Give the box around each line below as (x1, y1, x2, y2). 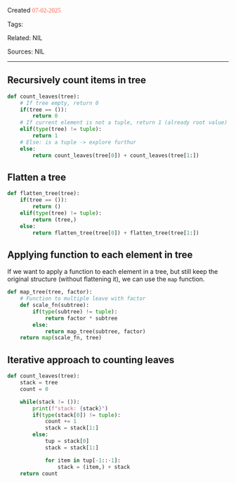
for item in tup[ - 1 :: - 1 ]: (44, 457, 121, 464)
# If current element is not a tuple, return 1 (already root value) (20, 119, 228, 126)
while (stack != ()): (20, 398, 80, 406)
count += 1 (44, 418, 77, 425)
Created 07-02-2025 (7, 6, 61, 14)
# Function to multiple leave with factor (20, 295, 146, 302)
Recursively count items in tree (7, 74, 146, 87)
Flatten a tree (7, 171, 67, 183)
